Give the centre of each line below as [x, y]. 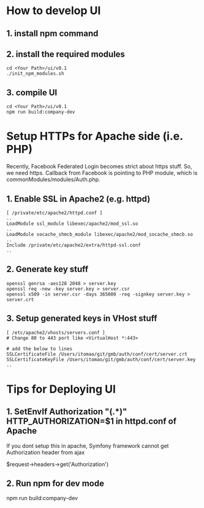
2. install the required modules [66, 54]
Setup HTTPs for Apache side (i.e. [95, 136]
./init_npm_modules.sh [35, 74]
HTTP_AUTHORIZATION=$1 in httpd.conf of [91, 421]
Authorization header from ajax [46, 452]
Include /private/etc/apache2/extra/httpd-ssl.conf [74, 245]
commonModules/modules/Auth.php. [53, 179]
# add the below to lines [39, 349]
